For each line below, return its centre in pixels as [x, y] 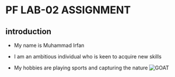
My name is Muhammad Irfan [49, 45]
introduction [29, 32]
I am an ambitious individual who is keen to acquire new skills [87, 56]
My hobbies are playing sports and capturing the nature [81, 68]
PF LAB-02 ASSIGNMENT [68, 10]
